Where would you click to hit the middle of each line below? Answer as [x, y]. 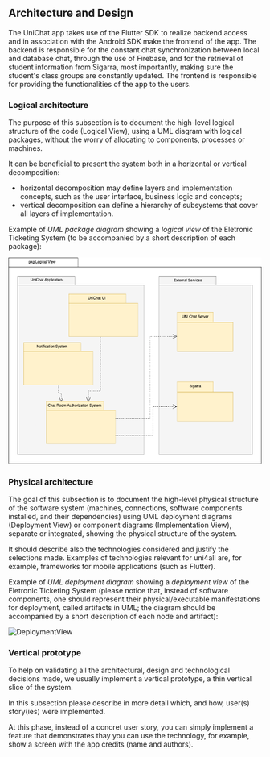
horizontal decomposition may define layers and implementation [126, 188]
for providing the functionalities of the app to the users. [100, 84]
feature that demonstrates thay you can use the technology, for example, [129, 736]
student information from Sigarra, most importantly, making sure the [121, 67]
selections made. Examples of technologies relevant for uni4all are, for [125, 558]
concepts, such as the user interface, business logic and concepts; [131, 197]
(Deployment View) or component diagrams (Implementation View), [120, 525]
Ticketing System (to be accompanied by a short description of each [122, 238]
